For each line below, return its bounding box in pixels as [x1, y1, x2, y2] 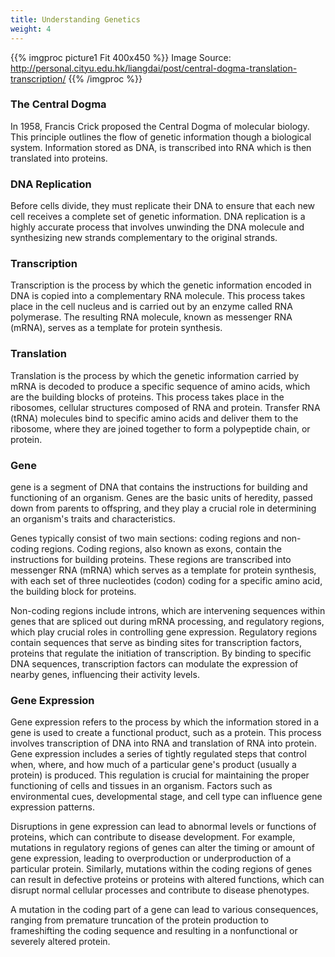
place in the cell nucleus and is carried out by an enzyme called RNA [10, 301, 293, 313]
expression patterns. [10, 801, 95, 813]
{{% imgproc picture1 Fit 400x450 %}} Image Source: [10, 51, 232, 63]
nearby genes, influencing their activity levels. [10, 668, 200, 680]
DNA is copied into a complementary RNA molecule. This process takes [10, 290, 306, 302]
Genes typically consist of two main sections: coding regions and [10, 532, 280, 544]
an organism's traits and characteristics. [10, 512, 176, 525]
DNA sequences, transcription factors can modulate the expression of [10, 657, 299, 670]
